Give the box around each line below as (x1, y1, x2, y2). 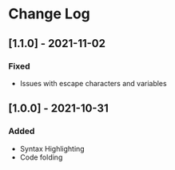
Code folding (19, 152, 63, 162)
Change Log (8, 5, 90, 23)
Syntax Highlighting (19, 144, 86, 153)
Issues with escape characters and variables (19, 78, 167, 88)
